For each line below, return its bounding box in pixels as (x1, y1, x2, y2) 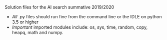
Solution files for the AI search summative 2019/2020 (4, 4, 114, 10)
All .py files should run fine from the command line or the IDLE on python (11, 14, 162, 19)
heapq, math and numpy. (11, 30, 63, 35)
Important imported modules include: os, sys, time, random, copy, (11, 24, 148, 30)
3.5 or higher (11, 19, 38, 25)
